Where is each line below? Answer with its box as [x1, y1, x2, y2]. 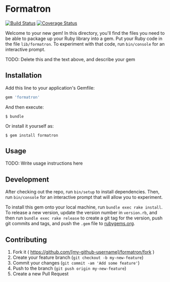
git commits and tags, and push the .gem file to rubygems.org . [5, 220, 136, 227]
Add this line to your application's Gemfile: [5, 85, 95, 91]
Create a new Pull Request [12, 271, 69, 277]
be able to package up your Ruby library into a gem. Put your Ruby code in [5, 35, 163, 42]
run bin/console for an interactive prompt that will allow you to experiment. [5, 194, 163, 200]
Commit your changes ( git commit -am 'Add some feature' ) [12, 260, 140, 266]
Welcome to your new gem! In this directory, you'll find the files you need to [5, 30, 165, 36]
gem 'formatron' [5, 94, 40, 100]
